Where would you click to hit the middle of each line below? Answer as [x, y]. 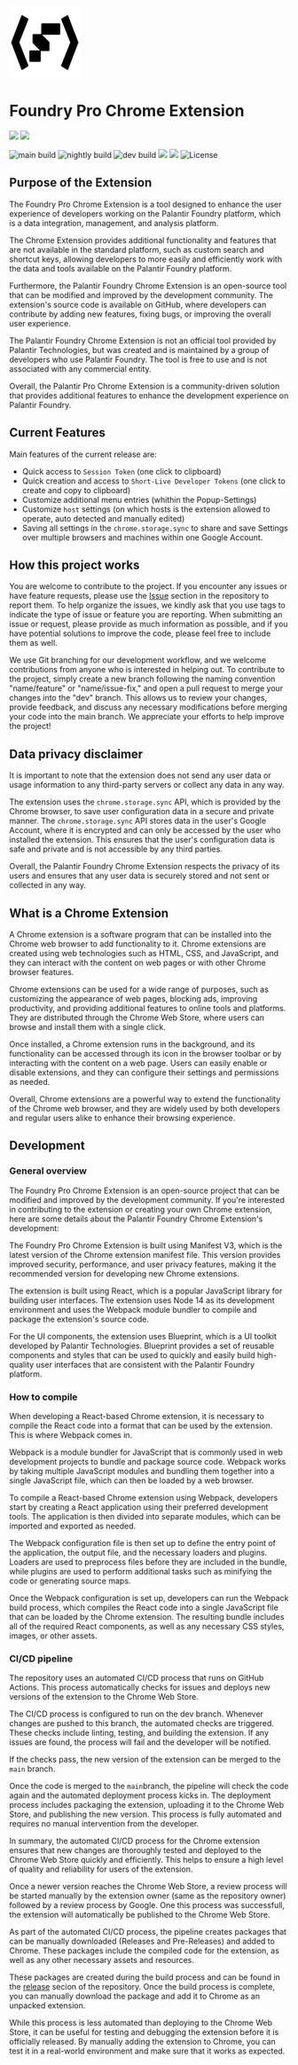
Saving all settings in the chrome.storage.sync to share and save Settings [155, 528]
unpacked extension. [47, 2006]
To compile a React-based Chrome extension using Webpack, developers [144, 1497]
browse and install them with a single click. [87, 1027]
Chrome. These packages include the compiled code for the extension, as [144, 1951]
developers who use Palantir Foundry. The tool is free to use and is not [138, 359]
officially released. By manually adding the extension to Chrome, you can [143, 2042]
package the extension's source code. [79, 1319]
